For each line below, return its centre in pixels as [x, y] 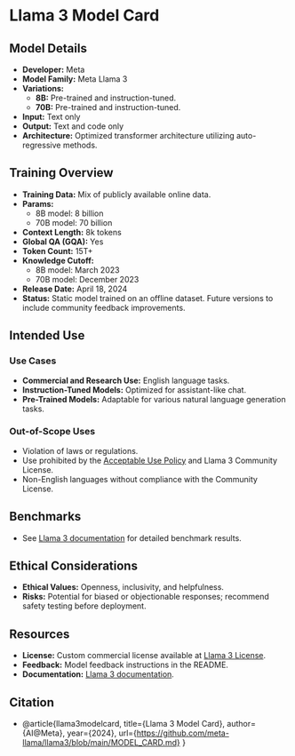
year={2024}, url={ [102, 733]
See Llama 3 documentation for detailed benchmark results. [132, 537]
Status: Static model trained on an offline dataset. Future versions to [147, 298]
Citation [32, 702]
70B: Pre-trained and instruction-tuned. [108, 107]
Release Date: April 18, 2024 [75, 289]
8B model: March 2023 [77, 270]
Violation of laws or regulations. [80, 450]
